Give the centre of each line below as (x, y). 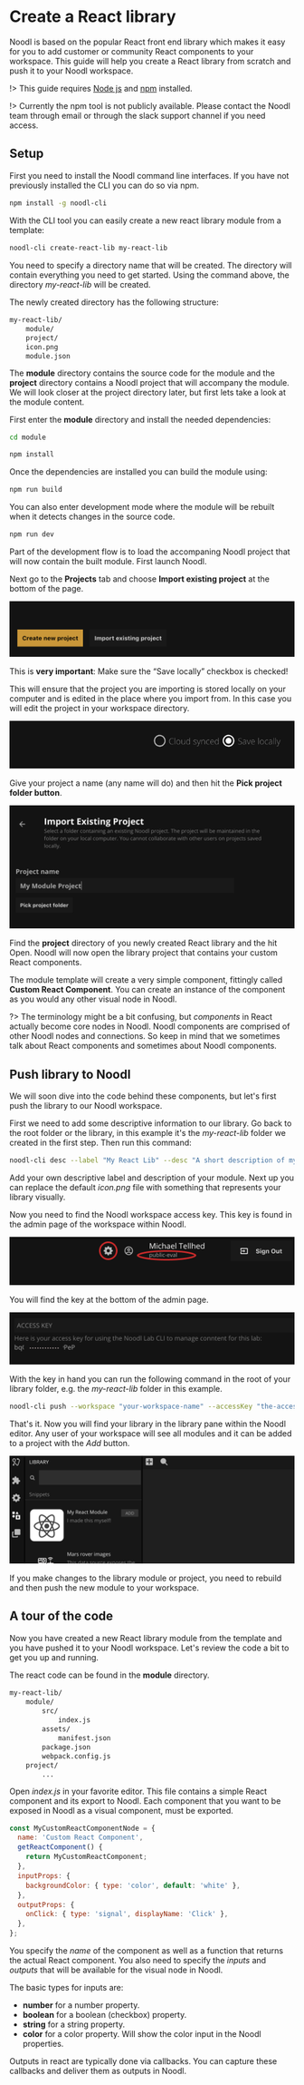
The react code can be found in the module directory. (109, 1675)
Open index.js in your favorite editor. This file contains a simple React (138, 1791)
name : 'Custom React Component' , (81, 1838)
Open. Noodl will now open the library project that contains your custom (144, 953)
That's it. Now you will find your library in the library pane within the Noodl (148, 1424)
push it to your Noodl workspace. (71, 71)
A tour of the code (62, 1616)
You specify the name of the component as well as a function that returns (146, 1951)
